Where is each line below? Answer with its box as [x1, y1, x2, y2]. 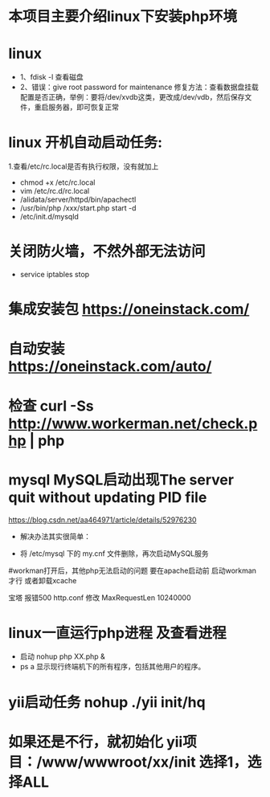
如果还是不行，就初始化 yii [8, 733, 183, 751]
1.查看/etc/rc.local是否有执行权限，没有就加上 [8, 161, 159, 171]
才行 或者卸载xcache [8, 575, 77, 585]
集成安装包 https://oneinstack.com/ [8, 300, 250, 318]
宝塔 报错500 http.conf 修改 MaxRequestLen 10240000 [8, 592, 191, 603]
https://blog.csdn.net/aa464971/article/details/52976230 [8, 515, 197, 525]
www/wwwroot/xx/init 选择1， [41, 753, 247, 771]
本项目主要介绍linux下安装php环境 [8, 7, 238, 26]
